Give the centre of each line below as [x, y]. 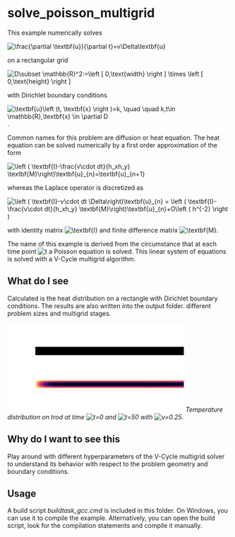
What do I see [38, 281]
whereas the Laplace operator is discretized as [76, 187]
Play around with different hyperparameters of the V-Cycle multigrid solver [116, 456]
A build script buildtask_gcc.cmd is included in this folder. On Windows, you [117, 511]
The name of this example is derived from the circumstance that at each [112, 244]
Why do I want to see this [64, 440]
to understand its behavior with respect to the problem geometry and [108, 464]
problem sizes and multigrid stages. [59, 313]
